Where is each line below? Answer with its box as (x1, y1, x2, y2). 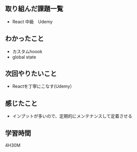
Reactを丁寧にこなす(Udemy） (12, 83, 75, 90)
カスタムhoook (12, 48, 43, 54)
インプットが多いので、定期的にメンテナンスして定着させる (12, 113, 133, 119)
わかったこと (5, 34, 44, 43)
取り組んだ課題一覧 (5, 4, 63, 13)
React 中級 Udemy (12, 19, 53, 25)
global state (12, 54, 36, 60)
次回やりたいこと (5, 69, 57, 78)
